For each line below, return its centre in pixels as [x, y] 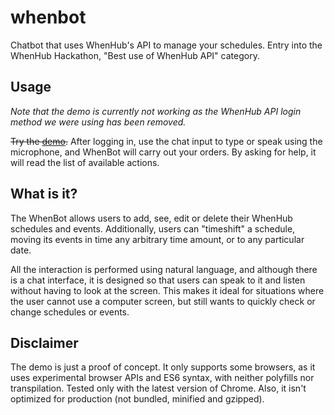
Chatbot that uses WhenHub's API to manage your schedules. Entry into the [166, 45]
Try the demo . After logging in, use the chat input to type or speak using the [166, 141]
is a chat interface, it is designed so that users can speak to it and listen [158, 280]
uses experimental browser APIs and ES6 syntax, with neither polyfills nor [162, 378]
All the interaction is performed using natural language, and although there [164, 269]
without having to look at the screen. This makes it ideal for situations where [167, 290]
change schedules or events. [70, 312]
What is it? [44, 194]
